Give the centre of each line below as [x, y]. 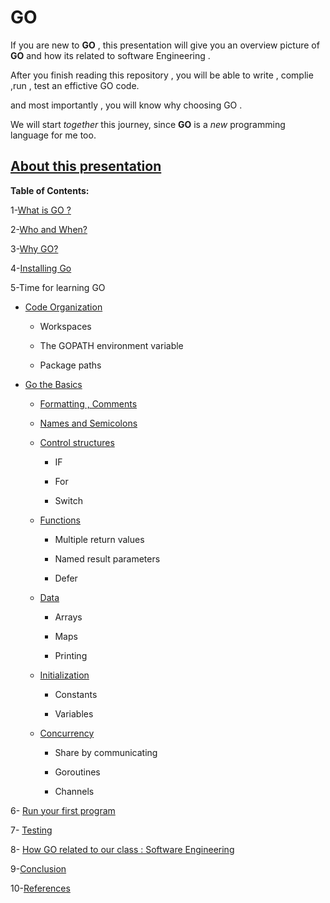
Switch [68, 500]
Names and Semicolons [88, 423]
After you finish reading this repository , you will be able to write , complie [162, 75]
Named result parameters [107, 558]
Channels [74, 791]
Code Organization [63, 307]
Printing [71, 655]
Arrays [68, 617]
